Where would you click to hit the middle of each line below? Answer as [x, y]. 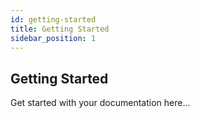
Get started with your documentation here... [100, 103]
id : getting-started [53, 19]
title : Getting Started [60, 29]
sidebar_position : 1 [53, 38]
